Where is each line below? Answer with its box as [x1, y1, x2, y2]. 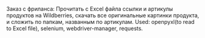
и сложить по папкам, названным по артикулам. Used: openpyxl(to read [6, 18, 195, 25]
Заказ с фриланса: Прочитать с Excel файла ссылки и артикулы [6, 6, 173, 12]
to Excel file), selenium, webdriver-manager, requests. [6, 25, 143, 32]
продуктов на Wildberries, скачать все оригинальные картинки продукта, [6, 12, 199, 19]
